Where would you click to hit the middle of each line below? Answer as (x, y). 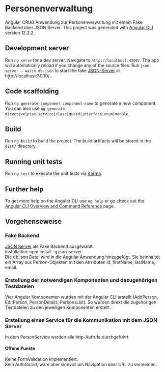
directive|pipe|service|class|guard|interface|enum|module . (67, 113)
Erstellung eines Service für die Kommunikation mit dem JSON (81, 320)
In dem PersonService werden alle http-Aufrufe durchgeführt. (68, 337)
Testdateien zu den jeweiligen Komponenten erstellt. (58, 307)
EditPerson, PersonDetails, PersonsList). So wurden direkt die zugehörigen (81, 302)
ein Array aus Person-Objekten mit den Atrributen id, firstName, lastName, (80, 262)
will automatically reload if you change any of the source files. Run (72, 65)
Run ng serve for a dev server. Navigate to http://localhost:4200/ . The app (82, 60)
